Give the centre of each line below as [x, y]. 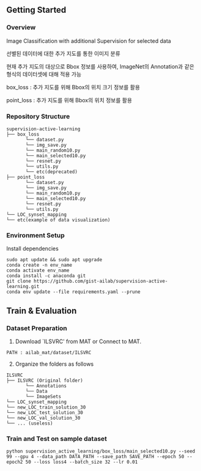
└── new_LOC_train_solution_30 [46, 407]
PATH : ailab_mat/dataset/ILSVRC [49, 352]
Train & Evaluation [42, 310]
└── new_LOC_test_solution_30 [45, 412]
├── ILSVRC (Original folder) [45, 380]
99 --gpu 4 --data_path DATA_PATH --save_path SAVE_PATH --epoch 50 [95, 457]
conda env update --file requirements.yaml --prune [73, 292]
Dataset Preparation [37, 328]
